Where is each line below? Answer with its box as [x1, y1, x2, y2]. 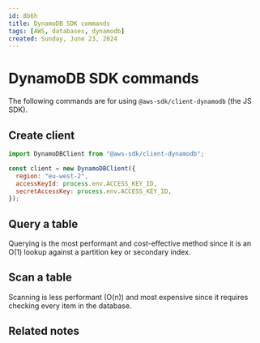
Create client [8, 128, 75, 142]
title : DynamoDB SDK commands [8, 19, 111, 28]
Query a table [8, 217, 79, 231]
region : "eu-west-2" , [15, 172, 89, 180]
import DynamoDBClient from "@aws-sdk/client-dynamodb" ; [8, 150, 205, 158]
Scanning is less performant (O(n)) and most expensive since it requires [8, 292, 249, 302]
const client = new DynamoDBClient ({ [8, 164, 136, 173]
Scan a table [8, 271, 73, 285]
